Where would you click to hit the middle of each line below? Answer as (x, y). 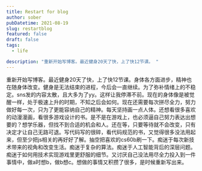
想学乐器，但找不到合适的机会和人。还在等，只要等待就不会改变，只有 (109, 124)
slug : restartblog (29, 28)
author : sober (24, 17)
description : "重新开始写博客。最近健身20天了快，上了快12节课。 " (82, 61)
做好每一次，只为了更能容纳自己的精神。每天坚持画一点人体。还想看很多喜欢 (101, 109)
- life (20, 51)
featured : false (26, 34)
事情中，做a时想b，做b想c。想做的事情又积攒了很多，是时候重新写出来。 (97, 162)
